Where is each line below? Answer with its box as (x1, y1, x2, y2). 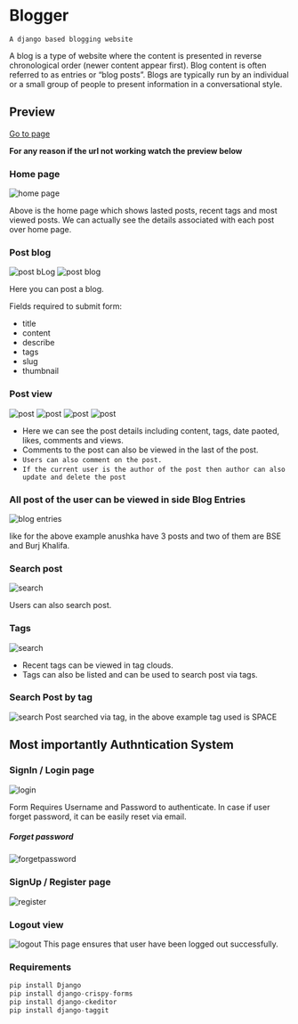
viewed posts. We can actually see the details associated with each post (9, 215, 275, 225)
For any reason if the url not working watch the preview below (9, 145, 243, 156)
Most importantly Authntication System (9, 737, 234, 752)
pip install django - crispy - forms (9, 989, 133, 998)
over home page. (9, 224, 72, 235)
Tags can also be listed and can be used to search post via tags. (21, 669, 258, 679)
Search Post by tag (9, 691, 93, 703)
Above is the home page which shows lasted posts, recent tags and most (9, 206, 278, 216)
